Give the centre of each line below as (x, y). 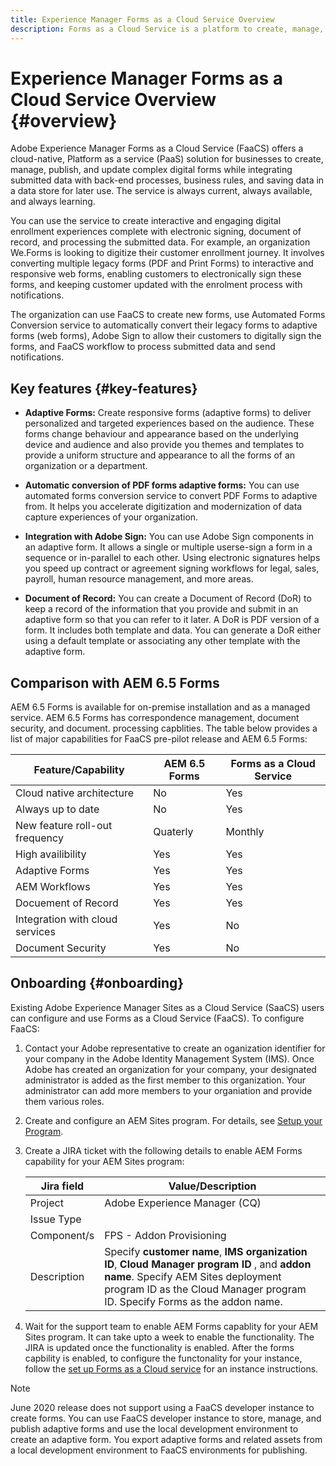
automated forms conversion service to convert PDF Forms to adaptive (171, 496)
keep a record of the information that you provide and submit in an (161, 609)
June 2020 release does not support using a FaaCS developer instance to (162, 1407)
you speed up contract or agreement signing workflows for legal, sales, (172, 568)
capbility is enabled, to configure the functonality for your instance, (163, 1358)
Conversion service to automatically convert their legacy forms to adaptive (164, 325)
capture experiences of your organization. (111, 517)
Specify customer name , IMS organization (206, 1251)
